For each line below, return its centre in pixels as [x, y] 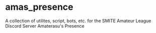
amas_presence [40, 7]
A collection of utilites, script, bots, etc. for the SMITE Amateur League [78, 21]
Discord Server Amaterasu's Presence [45, 26]
